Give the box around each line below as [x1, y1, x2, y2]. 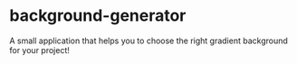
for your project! [9, 44, 71, 55]
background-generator [9, 5, 187, 26]
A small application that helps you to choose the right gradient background [9, 35, 288, 46]
